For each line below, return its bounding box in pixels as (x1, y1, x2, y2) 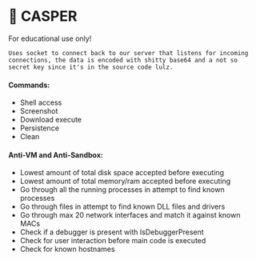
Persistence (19, 123, 60, 133)
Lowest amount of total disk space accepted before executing (19, 168, 225, 178)
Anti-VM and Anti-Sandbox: (8, 150, 104, 159)
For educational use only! (8, 34, 92, 43)
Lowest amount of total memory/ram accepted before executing (19, 176, 231, 186)
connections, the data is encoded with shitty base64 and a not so (8, 56, 238, 64)
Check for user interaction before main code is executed (19, 236, 206, 246)
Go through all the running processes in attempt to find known (19, 185, 226, 194)
